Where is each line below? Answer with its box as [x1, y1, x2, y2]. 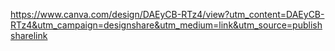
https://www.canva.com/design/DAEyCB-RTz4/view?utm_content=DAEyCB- [10, 9, 325, 20]
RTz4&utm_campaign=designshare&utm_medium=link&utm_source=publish [10, 19, 323, 31]
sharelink [10, 30, 48, 41]
